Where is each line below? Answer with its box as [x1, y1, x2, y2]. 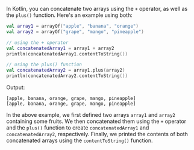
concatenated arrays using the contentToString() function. [6, 137, 153, 144]
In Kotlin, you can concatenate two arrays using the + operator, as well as [6, 5, 188, 12]
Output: [6, 84, 25, 91]
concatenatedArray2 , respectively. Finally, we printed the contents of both [6, 131, 189, 137]
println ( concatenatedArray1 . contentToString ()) [6, 51, 128, 57]
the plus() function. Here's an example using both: [6, 11, 133, 19]
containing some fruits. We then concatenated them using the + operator [6, 117, 187, 125]
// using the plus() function [6, 61, 83, 68]
